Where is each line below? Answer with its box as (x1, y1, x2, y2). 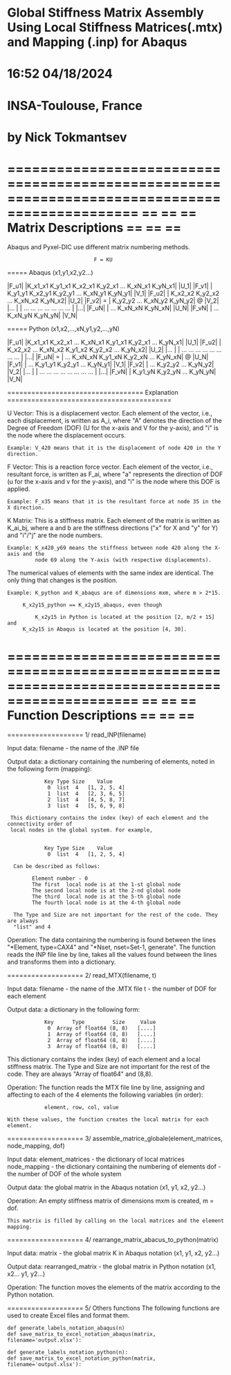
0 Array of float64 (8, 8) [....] (47, 1025, 156, 1032)
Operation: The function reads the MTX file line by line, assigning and (7, 1083, 205, 1091)
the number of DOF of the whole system (7, 1169, 122, 1178)
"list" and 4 (13, 923, 51, 931)
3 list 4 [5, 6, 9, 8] (47, 802, 126, 809)
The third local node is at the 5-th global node (32, 893, 181, 900)
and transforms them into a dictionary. (7, 958, 116, 966)
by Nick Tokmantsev (7, 129, 127, 145)
